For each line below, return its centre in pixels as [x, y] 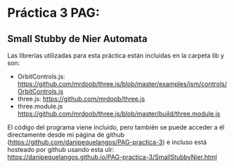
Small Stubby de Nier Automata [77, 39]
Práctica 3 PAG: [53, 13]
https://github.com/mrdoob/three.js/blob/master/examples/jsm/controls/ [122, 84]
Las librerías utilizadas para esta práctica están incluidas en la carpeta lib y [116, 55]
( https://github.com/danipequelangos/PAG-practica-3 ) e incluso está [107, 142]
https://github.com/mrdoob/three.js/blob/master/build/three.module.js [119, 114]
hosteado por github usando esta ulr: [61, 149]
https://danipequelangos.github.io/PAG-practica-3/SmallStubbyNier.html [112, 157]
